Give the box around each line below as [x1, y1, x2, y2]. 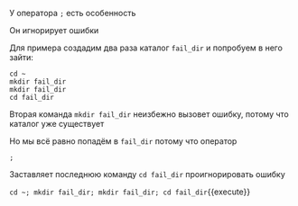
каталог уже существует [9, 119, 105, 129]
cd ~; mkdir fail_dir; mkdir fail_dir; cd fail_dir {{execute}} [9, 186, 251, 197]
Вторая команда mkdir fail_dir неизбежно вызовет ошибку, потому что [9, 109, 289, 120]
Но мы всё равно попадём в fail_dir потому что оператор [9, 136, 237, 147]
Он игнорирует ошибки [9, 25, 99, 35]
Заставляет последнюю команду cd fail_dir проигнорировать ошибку [9, 169, 286, 179]
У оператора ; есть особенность [9, 8, 136, 18]
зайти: [9, 52, 34, 62]
